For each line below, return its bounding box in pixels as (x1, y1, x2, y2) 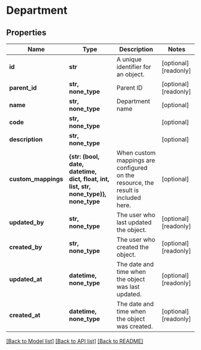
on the (116, 171, 135, 179)
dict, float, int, (69, 175, 109, 183)
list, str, (69, 182, 91, 190)
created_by (9, 243, 42, 251)
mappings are (116, 156, 156, 165)
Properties (6, 28, 47, 38)
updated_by (9, 218, 44, 226)
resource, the (116, 179, 154, 187)
